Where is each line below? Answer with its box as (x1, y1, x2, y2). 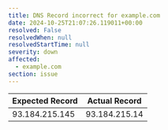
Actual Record (87, 95, 142, 106)
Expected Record (12, 95, 78, 106)
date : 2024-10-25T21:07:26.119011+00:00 (8, 19, 144, 27)
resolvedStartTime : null (8, 41, 90, 49)
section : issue (8, 70, 58, 78)
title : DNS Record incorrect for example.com (8, 11, 160, 20)
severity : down (8, 48, 58, 56)
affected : (8, 56, 41, 64)
